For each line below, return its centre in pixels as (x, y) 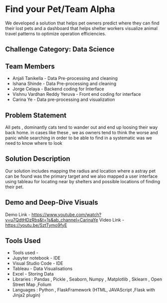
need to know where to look (34, 143)
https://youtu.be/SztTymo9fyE (36, 225)
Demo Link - (18, 214)
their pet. (14, 187)
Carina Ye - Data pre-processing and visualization (64, 100)
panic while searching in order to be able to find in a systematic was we (79, 138)
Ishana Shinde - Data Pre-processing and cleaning (64, 84)
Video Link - (112, 220)
